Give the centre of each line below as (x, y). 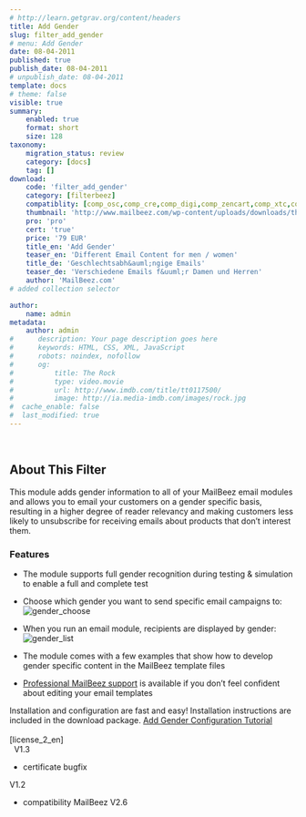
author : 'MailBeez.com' (71, 281)
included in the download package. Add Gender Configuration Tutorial (141, 720)
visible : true (36, 102)
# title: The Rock (63, 373)
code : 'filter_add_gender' (77, 188)
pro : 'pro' (46, 221)
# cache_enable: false (55, 407)
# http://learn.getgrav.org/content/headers (95, 18)
